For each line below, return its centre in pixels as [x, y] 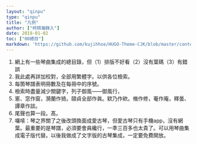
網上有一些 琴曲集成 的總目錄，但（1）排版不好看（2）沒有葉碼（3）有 [98, 62]
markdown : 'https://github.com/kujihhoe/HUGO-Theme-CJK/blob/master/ [93, 45]
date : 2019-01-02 [27, 34]
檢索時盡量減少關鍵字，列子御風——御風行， [69, 91]
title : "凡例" [23, 22]
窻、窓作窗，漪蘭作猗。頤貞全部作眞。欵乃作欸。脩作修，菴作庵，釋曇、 [102, 98]
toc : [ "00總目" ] [25, 39]
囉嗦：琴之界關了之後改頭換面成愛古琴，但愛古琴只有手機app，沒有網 [99, 120]
